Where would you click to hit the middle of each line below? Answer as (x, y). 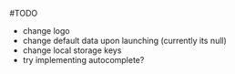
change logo (46, 31)
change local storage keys (72, 50)
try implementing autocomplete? (83, 60)
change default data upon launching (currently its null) (125, 41)
